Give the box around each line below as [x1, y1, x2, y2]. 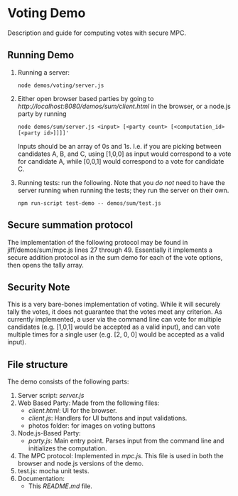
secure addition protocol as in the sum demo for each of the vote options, [7, 253, 223, 261]
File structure [7, 358, 68, 371]
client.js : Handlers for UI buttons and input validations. [28, 414, 188, 423]
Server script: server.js [17, 391, 85, 400]
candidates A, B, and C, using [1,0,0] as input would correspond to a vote [17, 149, 232, 158]
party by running [17, 109, 67, 118]
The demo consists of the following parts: [7, 377, 129, 386]
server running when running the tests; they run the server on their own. [17, 186, 229, 194]
